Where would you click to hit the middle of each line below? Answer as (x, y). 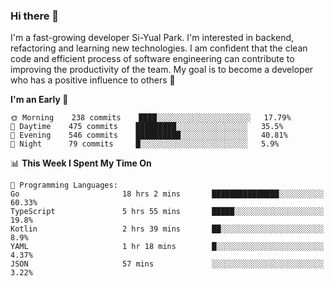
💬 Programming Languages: (64, 185)
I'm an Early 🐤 (39, 100)
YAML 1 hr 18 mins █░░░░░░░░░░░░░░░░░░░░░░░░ (167, 247)
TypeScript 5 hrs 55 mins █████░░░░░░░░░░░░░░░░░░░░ (167, 212)
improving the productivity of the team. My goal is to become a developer (162, 70)
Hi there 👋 (35, 16)
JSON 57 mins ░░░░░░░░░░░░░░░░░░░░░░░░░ (167, 264)
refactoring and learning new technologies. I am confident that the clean (159, 48)
